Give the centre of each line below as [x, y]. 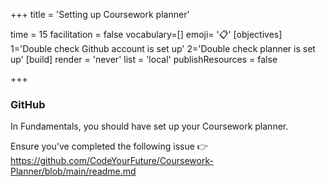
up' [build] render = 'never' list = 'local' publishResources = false [144, 59]
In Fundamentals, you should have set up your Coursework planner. [149, 126]
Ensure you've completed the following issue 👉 [109, 146]
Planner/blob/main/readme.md [73, 171]
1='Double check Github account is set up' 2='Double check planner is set [163, 48]
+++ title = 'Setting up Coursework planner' [100, 14]
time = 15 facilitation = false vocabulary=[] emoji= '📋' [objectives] [146, 34]
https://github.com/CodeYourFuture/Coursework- [112, 161]
